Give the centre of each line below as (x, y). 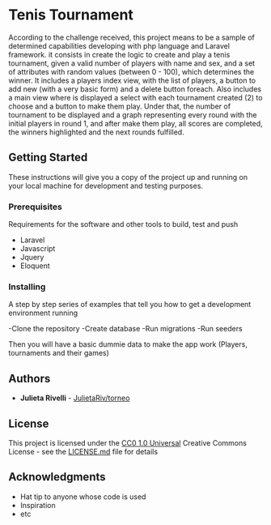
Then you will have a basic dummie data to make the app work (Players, (128, 344)
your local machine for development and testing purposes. (106, 186)
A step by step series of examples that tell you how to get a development (130, 305)
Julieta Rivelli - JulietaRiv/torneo (75, 398)
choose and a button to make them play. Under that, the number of (120, 106)
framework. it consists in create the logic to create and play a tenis (119, 54)
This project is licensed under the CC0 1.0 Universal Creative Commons (127, 442)
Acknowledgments (57, 477)
